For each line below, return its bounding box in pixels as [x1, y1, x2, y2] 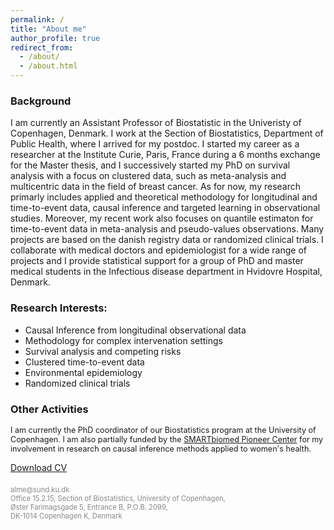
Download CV [10, 461, 68, 473]
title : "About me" [10, 24, 87, 34]
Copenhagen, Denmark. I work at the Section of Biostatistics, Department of [10, 127, 324, 140]
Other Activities [10, 402, 89, 416]
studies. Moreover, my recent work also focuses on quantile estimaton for [10, 212, 314, 225]
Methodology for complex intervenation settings [24, 334, 223, 346]
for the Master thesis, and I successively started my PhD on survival [10, 159, 291, 171]
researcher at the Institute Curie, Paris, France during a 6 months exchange [10, 149, 321, 161]
